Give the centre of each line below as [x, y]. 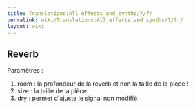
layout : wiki [26, 26]
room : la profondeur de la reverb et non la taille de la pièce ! [103, 84]
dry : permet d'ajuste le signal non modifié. [78, 98]
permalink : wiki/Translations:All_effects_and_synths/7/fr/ [95, 20]
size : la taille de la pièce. [53, 91]
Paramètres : [25, 71]
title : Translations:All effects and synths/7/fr [80, 13]
